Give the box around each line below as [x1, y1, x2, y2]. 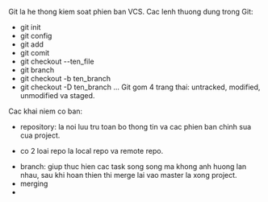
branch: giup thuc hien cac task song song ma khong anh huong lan [19, 162, 247, 171]
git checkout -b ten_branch [19, 74, 111, 83]
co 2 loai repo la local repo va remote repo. [19, 146, 164, 155]
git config [19, 31, 52, 40]
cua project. [19, 130, 61, 140]
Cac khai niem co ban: [8, 106, 83, 116]
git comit [19, 48, 50, 57]
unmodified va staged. [19, 91, 95, 100]
